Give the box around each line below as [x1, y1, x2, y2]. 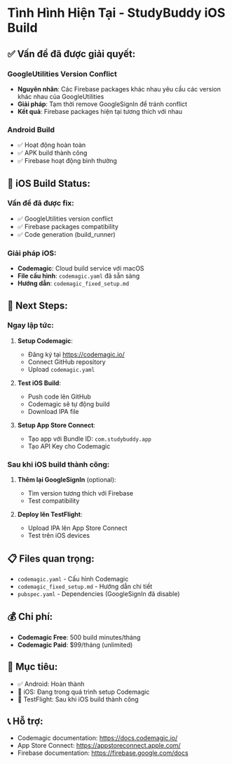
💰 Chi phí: [7, 611, 53, 623]
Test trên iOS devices [27, 531, 90, 540]
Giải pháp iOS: [7, 248, 57, 258]
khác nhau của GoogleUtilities [17, 92, 104, 101]
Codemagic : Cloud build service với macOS [17, 264, 145, 273]
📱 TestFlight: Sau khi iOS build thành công [17, 694, 139, 704]
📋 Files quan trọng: [7, 552, 95, 564]
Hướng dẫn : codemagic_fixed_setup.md [17, 279, 130, 287]
